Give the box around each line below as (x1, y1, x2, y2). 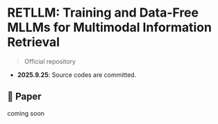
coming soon (7, 109, 45, 117)
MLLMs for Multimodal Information (7, 19, 212, 35)
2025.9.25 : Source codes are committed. (17, 71, 137, 79)
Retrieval (7, 35, 60, 50)
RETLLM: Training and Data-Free (7, 5, 199, 21)
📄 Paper (7, 91, 42, 103)
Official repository (24, 57, 76, 65)
